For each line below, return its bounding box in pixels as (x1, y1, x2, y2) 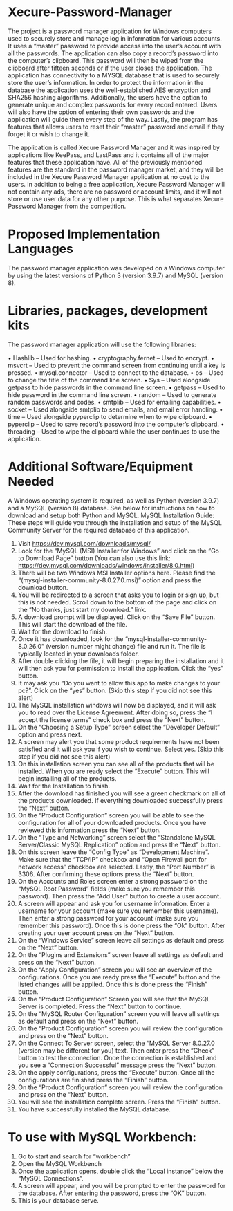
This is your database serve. (17, 1196, 99, 1204)
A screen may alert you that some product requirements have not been (17, 737, 220, 746)
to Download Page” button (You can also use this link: (17, 554, 171, 562)
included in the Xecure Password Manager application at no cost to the (8, 172, 210, 181)
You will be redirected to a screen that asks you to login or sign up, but (17, 591, 219, 599)
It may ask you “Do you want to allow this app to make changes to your (17, 678, 221, 687)
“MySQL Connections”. (17, 1174, 84, 1183)
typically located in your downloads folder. (17, 649, 139, 658)
